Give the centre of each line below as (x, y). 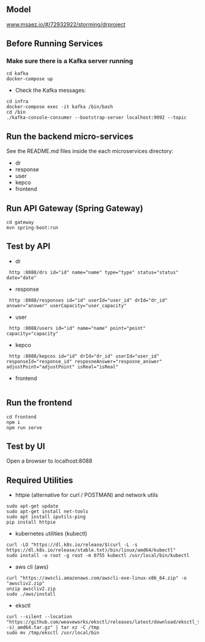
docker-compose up (30, 79)
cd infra (17, 102)
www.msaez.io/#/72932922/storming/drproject (66, 24)
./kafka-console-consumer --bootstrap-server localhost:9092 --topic (97, 118)
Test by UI (26, 446)
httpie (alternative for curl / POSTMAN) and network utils (87, 495)
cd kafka (17, 74)
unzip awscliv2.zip (31, 589)
